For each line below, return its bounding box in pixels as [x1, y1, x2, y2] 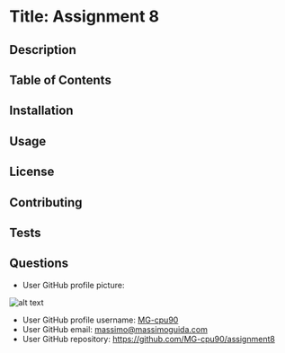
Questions [9, 256, 69, 271]
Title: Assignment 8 [9, 6, 160, 27]
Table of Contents [9, 72, 112, 87]
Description [9, 42, 76, 57]
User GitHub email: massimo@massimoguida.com [22, 323, 209, 334]
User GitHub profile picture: [22, 279, 125, 290]
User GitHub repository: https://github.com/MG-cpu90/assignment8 [22, 333, 276, 344]
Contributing [9, 195, 83, 210]
